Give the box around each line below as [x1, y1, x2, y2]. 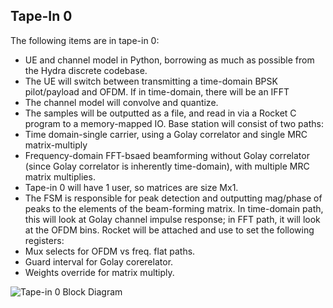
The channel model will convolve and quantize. [24, 96, 219, 108]
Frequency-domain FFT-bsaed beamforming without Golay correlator [24, 149, 310, 161]
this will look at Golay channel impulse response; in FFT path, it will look [24, 213, 321, 225]
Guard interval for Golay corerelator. [24, 255, 174, 268]
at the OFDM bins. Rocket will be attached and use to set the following [24, 224, 315, 236]
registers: [24, 234, 65, 246]
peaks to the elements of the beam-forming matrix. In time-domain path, [24, 202, 324, 214]
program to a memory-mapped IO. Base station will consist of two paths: [24, 117, 324, 129]
